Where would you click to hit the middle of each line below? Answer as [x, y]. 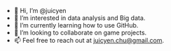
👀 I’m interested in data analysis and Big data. [80, 18]
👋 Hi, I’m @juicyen [40, 11]
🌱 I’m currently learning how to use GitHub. [76, 25]
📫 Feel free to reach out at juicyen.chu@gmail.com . [89, 40]
